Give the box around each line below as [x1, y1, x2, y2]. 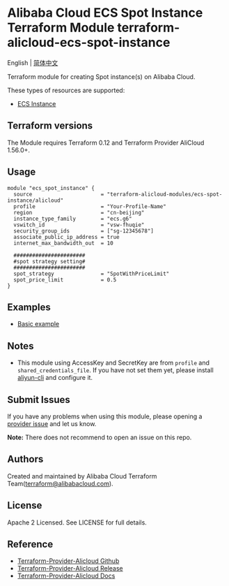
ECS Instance [17, 99, 56, 108]
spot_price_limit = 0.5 [13, 276, 117, 284]
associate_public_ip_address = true [13, 233, 120, 240]
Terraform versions [7, 120, 93, 132]
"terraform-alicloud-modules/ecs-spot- [106, 191, 223, 198]
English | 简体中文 [7, 58, 58, 67]
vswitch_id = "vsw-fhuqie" [13, 221, 145, 228]
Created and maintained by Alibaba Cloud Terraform [7, 471, 157, 480]
